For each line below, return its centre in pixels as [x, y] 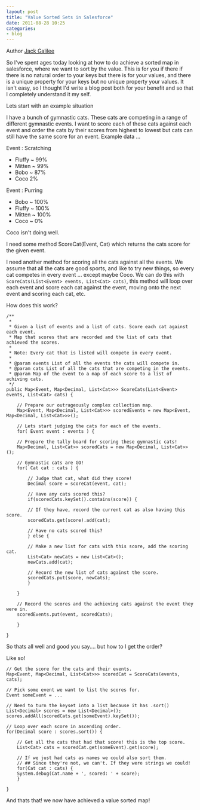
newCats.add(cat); [50, 563]
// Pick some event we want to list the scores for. [73, 690]
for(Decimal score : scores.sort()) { [54, 732]
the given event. [26, 250]
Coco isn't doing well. [33, 233]
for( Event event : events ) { [56, 432]
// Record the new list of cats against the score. [93, 573]
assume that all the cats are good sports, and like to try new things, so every [100, 268]
